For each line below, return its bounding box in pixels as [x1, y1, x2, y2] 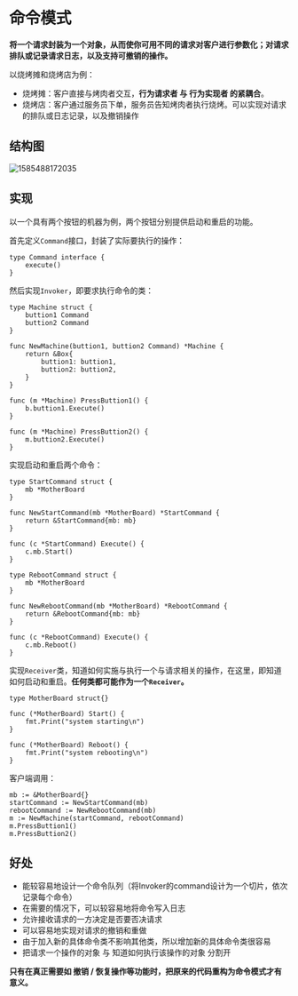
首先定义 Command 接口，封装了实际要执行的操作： [9, 235, 185, 245]
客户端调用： [9, 772, 56, 783]
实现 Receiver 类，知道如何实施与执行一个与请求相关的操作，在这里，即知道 [9, 665, 282, 675]
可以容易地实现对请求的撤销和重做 [21, 925, 147, 936]
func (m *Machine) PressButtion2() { [9, 427, 149, 436]
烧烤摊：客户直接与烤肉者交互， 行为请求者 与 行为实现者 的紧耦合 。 [21, 88, 269, 99]
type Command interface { [9, 252, 105, 262]
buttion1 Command [25, 310, 90, 320]
